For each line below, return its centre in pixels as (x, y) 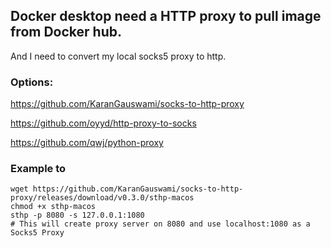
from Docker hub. (66, 32)
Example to (38, 169)
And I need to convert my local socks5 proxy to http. (118, 56)
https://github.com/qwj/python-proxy (87, 143)
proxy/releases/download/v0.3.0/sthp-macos (102, 198)
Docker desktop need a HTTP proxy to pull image (166, 16)
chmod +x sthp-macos (53, 207)
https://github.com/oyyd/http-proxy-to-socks (103, 123)
